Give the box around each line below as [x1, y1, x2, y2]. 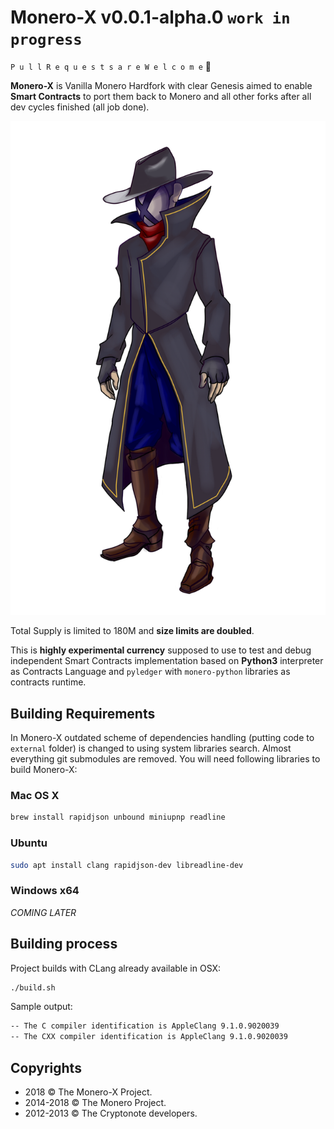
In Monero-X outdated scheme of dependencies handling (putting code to [10, 732, 315, 744]
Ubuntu [10, 836, 48, 850]
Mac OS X [10, 789, 60, 803]
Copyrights [10, 1059, 82, 1076]
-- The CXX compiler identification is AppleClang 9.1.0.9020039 [10, 1032, 288, 1042]
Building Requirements [10, 705, 156, 722]
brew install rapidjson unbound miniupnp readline [10, 812, 226, 823]
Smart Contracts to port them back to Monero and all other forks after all [10, 90, 312, 102]
